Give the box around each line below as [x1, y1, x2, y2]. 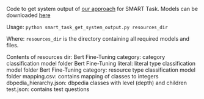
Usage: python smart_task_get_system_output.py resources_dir [6, 24, 168, 30]
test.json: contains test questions [6, 86, 90, 93]
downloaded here [6, 12, 51, 19]
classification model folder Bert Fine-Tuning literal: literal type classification [6, 60, 196, 67]
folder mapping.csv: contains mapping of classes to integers [6, 73, 159, 80]
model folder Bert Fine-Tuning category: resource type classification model [6, 66, 195, 73]
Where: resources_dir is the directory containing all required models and [6, 35, 189, 42]
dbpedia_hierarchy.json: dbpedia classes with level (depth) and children [6, 79, 188, 86]
